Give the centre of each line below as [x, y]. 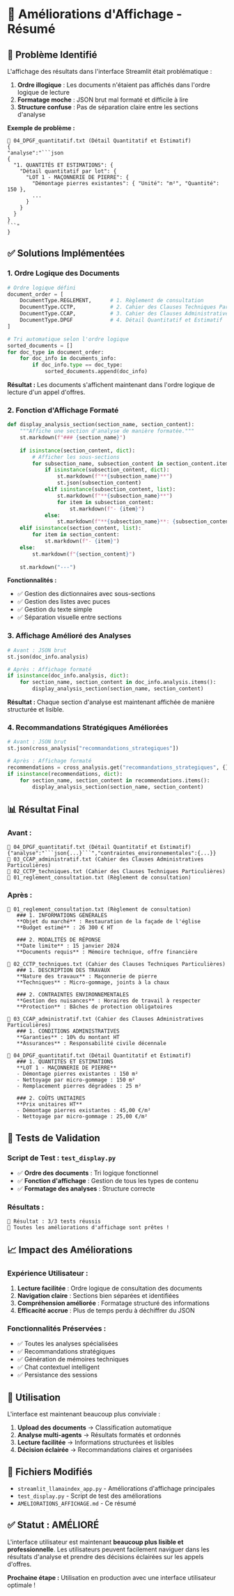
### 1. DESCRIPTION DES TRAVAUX [63, 971]
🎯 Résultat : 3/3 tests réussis [54, 1221]
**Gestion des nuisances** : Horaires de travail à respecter [108, 1001]
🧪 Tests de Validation [54, 1138]
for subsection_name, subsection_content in [98, 463]
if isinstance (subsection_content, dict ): [107, 470]
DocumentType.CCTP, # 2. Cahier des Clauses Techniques [118, 307]
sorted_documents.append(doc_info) [96, 372]
